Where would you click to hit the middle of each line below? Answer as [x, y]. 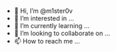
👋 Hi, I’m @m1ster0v [43, 11]
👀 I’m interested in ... [44, 18]
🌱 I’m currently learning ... [52, 26]
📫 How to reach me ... [47, 41]
